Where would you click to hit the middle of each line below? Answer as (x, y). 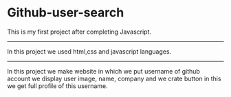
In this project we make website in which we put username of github (104, 71)
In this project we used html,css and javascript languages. (89, 51)
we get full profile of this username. (57, 86)
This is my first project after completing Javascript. (79, 32)
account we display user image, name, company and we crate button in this (114, 78)
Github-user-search (66, 13)
